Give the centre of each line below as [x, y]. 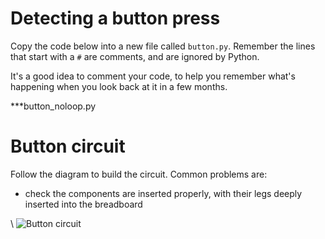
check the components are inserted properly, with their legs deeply [163, 193]
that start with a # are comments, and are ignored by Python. [135, 56]
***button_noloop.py [53, 106]
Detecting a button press [115, 18]
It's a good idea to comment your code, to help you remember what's [153, 76]
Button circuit [68, 146]
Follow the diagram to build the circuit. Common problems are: [139, 174]
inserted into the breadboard [83, 204]
